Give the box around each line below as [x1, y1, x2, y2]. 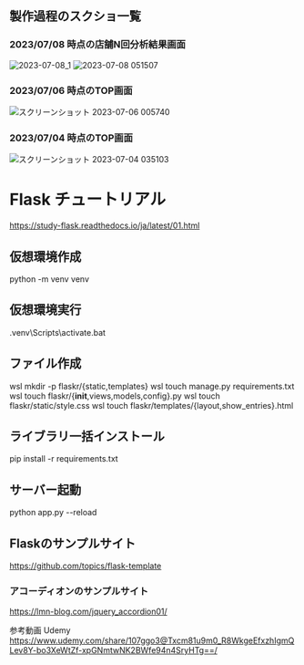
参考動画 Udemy [9, 625, 71, 636]
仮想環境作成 [9, 249, 82, 265]
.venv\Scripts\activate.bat [9, 327, 106, 338]
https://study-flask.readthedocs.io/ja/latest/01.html [9, 220, 200, 231]
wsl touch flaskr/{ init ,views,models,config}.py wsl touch [9, 390, 221, 401]
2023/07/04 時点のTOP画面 [9, 131, 134, 144]
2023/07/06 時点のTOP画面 [9, 84, 134, 97]
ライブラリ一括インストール [9, 429, 166, 444]
